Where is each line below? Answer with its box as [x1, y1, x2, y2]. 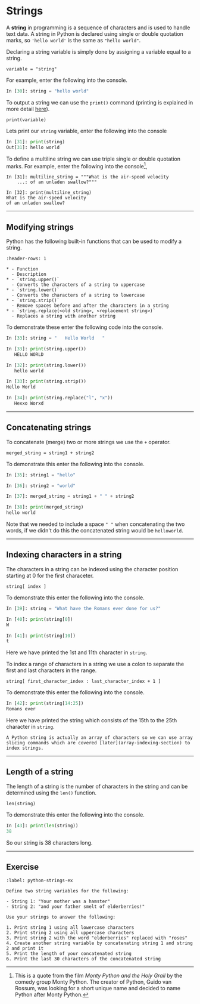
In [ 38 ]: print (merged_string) [6, 504, 84, 510]
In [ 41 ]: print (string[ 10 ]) [6, 633, 76, 639]
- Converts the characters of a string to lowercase [11, 292, 145, 298]
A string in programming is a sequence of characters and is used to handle [6, 24, 190, 31]
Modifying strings [6, 222, 74, 232]
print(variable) [6, 116, 46, 123]
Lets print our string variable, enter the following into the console [6, 127, 167, 134]
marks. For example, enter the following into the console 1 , [6, 161, 148, 170]
